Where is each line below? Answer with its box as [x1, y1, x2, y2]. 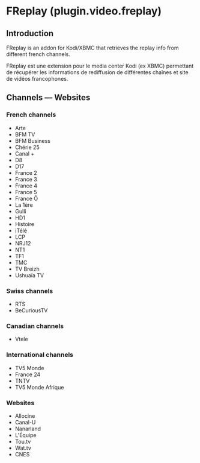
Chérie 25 [14, 143, 40, 151]
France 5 [14, 188, 37, 195]
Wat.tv [14, 444, 32, 452]
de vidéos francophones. [6, 75, 68, 82]
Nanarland [14, 425, 41, 432]
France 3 [14, 175, 37, 183]
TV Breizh [14, 265, 40, 272]
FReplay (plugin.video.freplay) [6, 4, 162, 18]
